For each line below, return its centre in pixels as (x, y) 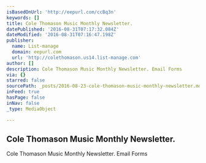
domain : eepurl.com (37, 52)
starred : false (26, 80)
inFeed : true (23, 92)
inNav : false (23, 103)
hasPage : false (26, 97)
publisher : (20, 40)
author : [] (20, 63)
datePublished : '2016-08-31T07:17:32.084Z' (63, 29)
